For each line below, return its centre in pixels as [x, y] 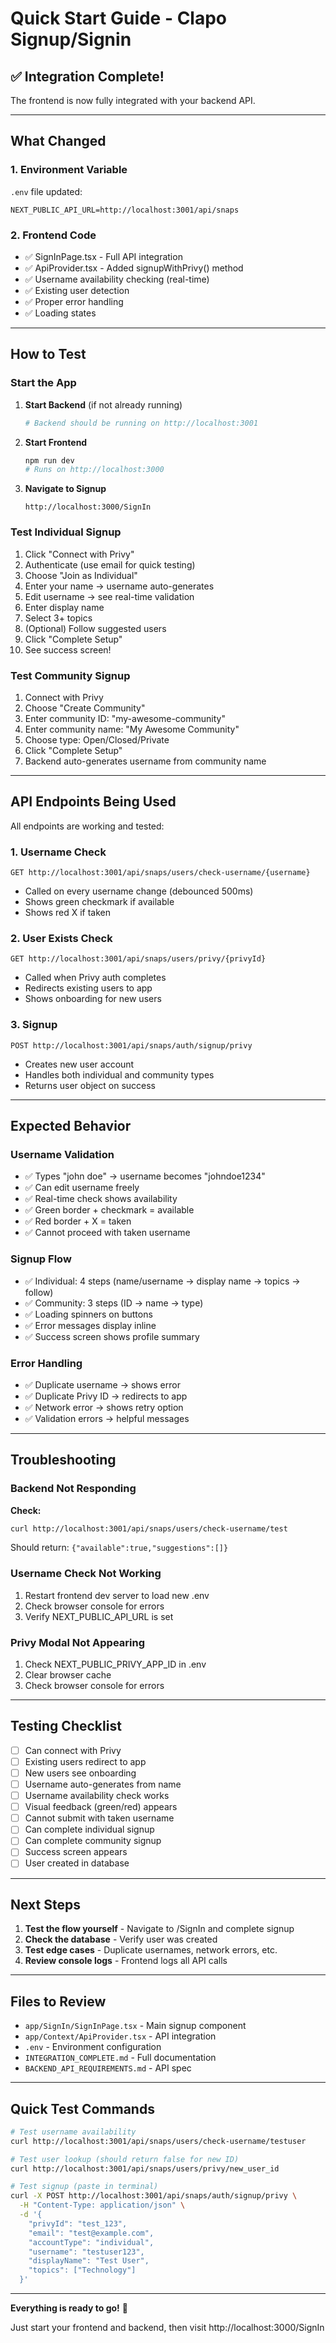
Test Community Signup [70, 675]
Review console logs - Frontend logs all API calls [126, 1961]
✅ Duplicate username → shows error [102, 1384]
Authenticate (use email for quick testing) [110, 564]
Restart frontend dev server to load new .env [117, 1595]
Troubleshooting [63, 1460]
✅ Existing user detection [77, 290]
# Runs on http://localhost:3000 [94, 470]
